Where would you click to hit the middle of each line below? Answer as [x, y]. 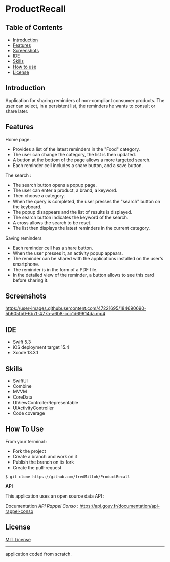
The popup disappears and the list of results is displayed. [72, 212]
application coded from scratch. [39, 554]
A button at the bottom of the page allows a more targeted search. [81, 160]
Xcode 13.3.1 [26, 353]
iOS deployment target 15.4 [41, 347]
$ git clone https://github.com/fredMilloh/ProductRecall [68, 477]
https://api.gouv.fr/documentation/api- [120, 506]
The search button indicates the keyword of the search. [70, 217]
